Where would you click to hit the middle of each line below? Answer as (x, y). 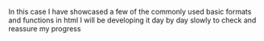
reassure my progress (45, 29)
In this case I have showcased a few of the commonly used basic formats (130, 12)
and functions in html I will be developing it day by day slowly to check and (132, 20)
